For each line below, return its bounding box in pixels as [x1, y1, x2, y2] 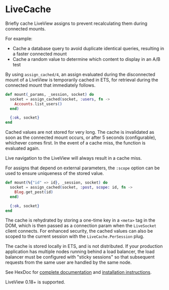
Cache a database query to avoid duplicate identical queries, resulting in [12, 45, 164, 51]
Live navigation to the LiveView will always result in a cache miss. [5, 155, 142, 161]
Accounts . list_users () [14, 101, 62, 106]
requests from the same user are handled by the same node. [5, 260, 132, 266]
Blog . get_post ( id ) [14, 189, 53, 195]
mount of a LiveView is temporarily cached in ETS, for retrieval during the [5, 77, 158, 83]
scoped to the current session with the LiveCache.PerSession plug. [5, 233, 145, 239]
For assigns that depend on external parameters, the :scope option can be [5, 165, 160, 171]
